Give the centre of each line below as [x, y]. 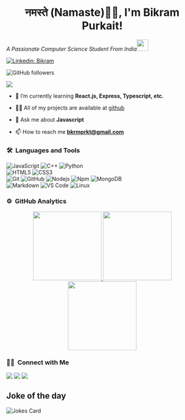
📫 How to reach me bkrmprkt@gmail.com [69, 131]
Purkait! [102, 26]
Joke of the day [36, 396]
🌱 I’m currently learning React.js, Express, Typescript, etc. [89, 96]
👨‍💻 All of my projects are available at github [70, 108]
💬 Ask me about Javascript [49, 119]
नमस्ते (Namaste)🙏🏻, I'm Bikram [102, 13]
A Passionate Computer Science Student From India [72, 49]
